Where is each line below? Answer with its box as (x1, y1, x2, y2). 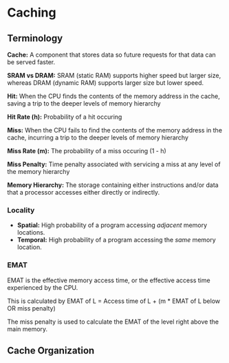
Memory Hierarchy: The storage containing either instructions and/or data (7, 181, 219, 189)
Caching (7, 5, 56, 21)
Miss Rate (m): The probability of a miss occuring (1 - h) (7, 147, 166, 155)
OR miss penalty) (7, 304, 56, 312)
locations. (17, 228, 45, 237)
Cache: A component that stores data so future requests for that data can (7, 50, 217, 59)
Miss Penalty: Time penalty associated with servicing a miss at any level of (7, 160, 221, 168)
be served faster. (7, 58, 56, 66)
